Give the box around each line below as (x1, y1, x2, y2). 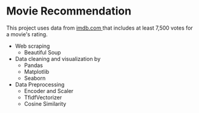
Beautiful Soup (24, 48, 62, 56)
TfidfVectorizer (24, 94, 62, 101)
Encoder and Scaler (24, 87, 74, 94)
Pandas (24, 62, 44, 69)
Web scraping (15, 42, 50, 50)
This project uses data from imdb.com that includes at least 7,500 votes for (6, 24, 194, 31)
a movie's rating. (6, 30, 48, 37)
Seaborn (24, 74, 46, 82)
